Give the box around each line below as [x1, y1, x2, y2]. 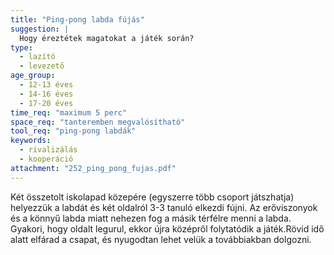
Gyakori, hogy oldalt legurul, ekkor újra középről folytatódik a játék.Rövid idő [10, 222, 325, 235]
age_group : [10, 71, 56, 81]
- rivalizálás [19, 145, 78, 155]
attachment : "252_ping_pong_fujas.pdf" [10, 163, 177, 173]
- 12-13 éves [19, 80, 74, 90]
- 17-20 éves [19, 98, 74, 108]
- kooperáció [19, 154, 74, 164]
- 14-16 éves [19, 89, 74, 99]
